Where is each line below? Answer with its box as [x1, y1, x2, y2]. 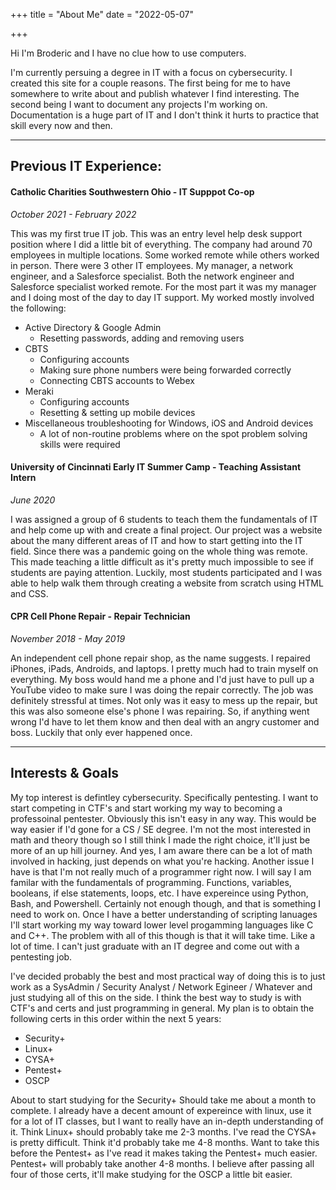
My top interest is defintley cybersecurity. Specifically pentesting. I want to [10, 791, 319, 803]
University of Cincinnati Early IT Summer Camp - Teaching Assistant [10, 461, 302, 473]
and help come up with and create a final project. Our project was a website [10, 524, 323, 536]
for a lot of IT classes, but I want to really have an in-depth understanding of [10, 1115, 325, 1127]
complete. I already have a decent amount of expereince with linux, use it [10, 1104, 312, 1116]
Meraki [24, 385, 54, 397]
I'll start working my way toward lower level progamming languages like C [10, 919, 314, 931]
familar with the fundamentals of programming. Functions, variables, [10, 876, 292, 888]
